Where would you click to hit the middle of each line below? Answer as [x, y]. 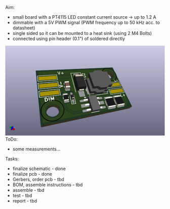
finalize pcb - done [32, 174]
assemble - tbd [28, 190]
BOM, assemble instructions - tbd [48, 185]
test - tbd [22, 195]
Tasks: [12, 158]
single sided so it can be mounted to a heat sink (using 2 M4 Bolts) [82, 33]
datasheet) [24, 28]
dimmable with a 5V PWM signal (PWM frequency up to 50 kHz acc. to [86, 23]
